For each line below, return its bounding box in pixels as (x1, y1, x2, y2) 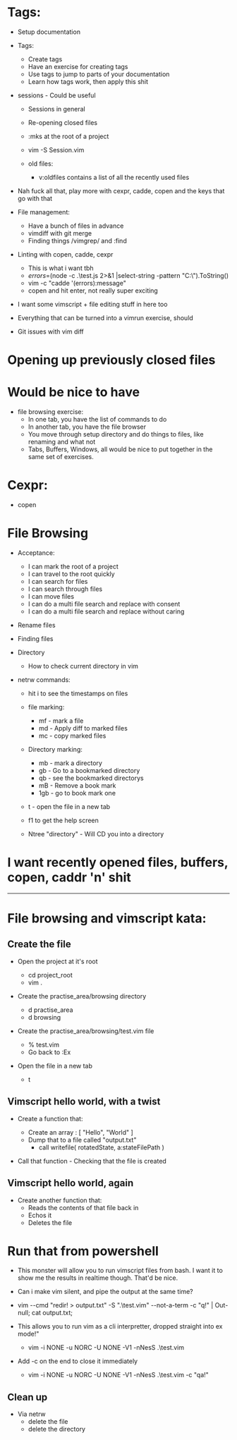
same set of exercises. (28, 453, 94, 461)
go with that (17, 194, 53, 202)
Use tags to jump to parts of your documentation (28, 70, 170, 78)
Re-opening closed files (28, 118, 97, 127)
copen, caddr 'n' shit (7, 870, 132, 886)
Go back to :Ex (28, 1048, 71, 1056)
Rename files (17, 621, 56, 629)
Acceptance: (17, 548, 55, 557)
